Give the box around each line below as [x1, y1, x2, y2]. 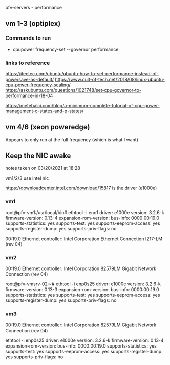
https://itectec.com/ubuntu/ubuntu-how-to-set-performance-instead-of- [5, 70, 159, 76]
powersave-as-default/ [5, 76, 54, 82]
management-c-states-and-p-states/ [5, 108, 84, 114]
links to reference [5, 59, 50, 66]
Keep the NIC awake [5, 151, 71, 160]
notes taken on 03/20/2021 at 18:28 [5, 165, 80, 171]
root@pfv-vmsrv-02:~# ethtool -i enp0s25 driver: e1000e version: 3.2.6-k [5, 281, 161, 287]
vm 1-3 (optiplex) [5, 19, 61, 28]
